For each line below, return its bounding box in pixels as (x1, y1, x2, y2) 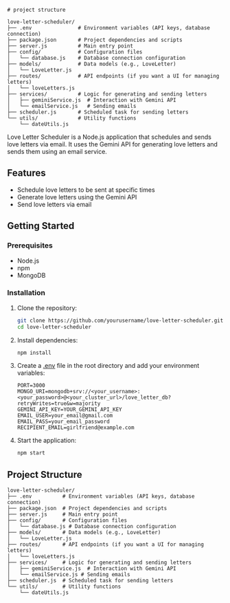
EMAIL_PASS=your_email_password (16, 418, 110, 426)
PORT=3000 (16, 382, 46, 389)
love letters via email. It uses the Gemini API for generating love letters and (7, 140, 218, 148)
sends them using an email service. (7, 148, 108, 155)
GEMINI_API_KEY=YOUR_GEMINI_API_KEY (16, 406, 122, 413)
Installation (7, 288, 46, 298)
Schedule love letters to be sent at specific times (16, 186, 156, 194)
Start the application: (16, 437, 77, 445)
